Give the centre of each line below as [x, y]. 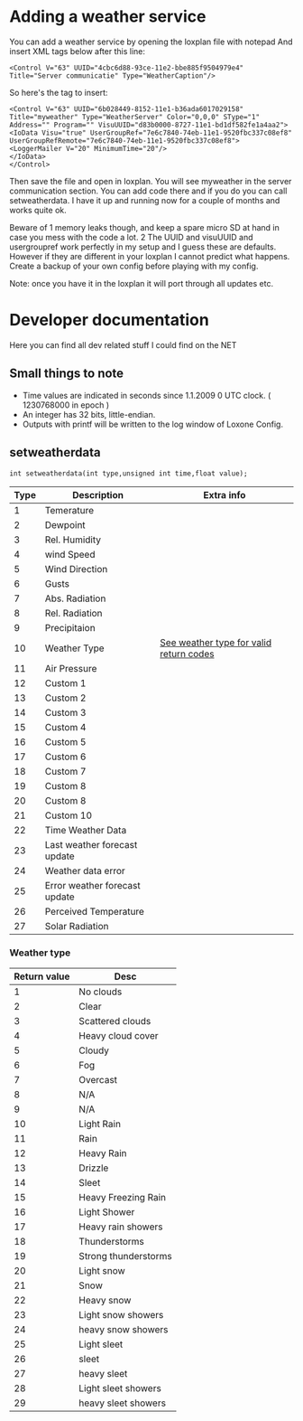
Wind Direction [76, 569]
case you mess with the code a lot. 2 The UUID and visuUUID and [132, 237]
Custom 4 [65, 727]
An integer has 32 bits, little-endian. [89, 414]
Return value [42, 976]
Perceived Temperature [94, 911]
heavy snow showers [124, 1329]
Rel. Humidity [73, 540]
